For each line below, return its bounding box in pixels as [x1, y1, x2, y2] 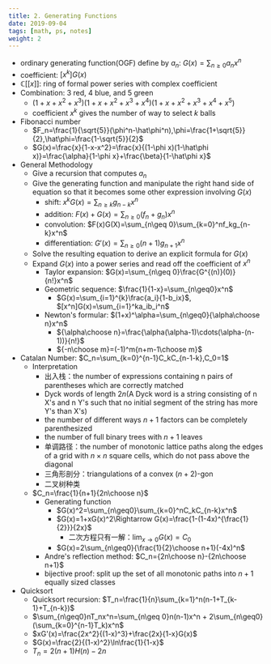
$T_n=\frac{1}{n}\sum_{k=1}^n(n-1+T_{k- [102, 594, 238, 604]
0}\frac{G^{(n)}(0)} [172, 267, 236, 277]
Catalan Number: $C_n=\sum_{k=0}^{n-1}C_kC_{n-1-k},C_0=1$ [19, 353, 229, 363]
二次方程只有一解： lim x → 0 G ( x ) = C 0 [68, 532, 192, 544]
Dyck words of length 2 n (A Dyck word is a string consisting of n [44, 389, 257, 399]
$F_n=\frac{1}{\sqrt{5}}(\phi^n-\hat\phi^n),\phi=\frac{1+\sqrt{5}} [32, 125, 246, 134]
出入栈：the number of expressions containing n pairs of [44, 372, 233, 381]
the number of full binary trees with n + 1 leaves [44, 432, 203, 442]
